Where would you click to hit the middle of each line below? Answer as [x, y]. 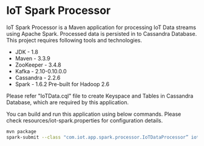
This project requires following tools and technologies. [74, 40]
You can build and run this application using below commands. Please [94, 114]
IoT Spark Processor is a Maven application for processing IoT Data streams [101, 27]
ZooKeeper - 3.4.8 [38, 65]
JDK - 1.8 [26, 51]
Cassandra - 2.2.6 [38, 78]
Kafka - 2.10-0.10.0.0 [41, 71]
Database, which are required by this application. [68, 102]
